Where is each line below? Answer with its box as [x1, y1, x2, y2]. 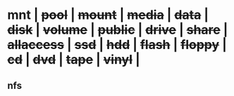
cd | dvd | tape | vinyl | [7, 52, 140, 68]
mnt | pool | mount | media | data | [7, 7, 209, 23]
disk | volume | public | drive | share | [7, 22, 228, 38]
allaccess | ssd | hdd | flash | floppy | [7, 37, 227, 53]
